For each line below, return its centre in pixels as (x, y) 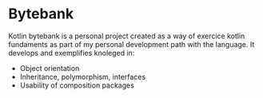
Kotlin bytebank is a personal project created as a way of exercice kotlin (127, 36)
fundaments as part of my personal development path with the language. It (131, 44)
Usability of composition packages (77, 85)
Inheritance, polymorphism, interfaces (83, 76)
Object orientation (50, 68)
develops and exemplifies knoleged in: (72, 53)
